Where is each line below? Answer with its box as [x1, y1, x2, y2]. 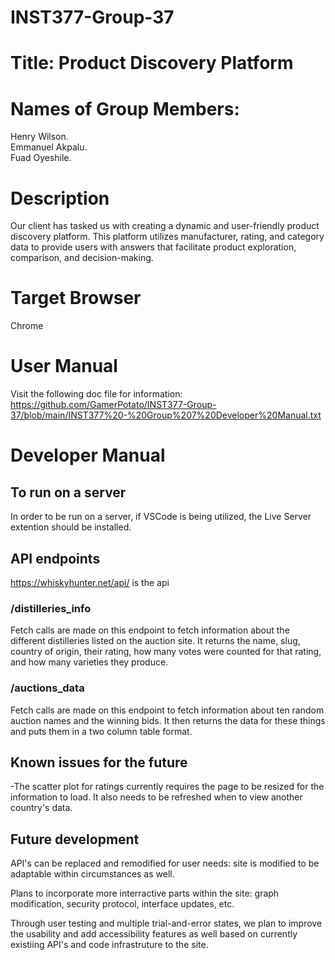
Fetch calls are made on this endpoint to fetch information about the [10, 624, 290, 636]
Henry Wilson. [10, 131, 69, 143]
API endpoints [10, 550, 101, 567]
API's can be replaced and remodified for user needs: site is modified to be [10, 857, 320, 870]
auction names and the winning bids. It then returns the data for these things [10, 714, 326, 726]
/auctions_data [10, 681, 85, 695]
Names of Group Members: [10, 97, 240, 120]
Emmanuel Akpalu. [10, 141, 88, 153]
